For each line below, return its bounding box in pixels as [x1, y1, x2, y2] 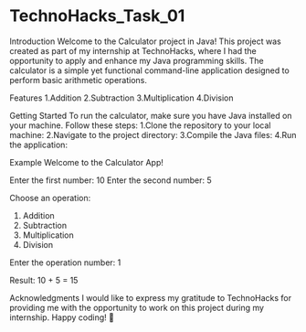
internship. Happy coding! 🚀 [9, 312, 114, 323]
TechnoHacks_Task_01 [9, 5, 185, 27]
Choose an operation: [9, 192, 91, 203]
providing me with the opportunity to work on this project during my [9, 302, 265, 313]
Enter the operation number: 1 [9, 257, 121, 268]
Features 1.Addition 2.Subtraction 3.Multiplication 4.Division [9, 92, 235, 103]
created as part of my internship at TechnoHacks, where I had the [9, 45, 258, 56]
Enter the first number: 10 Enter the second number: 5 [9, 175, 212, 186]
